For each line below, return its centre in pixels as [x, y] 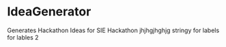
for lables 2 [23, 37]
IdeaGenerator [49, 12]
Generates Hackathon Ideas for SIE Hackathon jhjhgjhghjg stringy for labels [113, 30]
